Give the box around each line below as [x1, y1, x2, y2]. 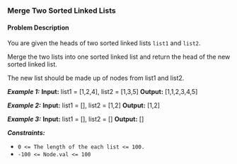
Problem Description [7, 23, 69, 32]
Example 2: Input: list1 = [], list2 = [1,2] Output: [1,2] [7, 101, 161, 110]
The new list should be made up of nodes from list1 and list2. [7, 74, 185, 83]
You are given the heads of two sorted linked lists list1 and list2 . [7, 39, 201, 47]
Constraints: [7, 129, 45, 137]
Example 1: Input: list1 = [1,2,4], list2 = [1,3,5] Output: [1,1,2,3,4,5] [7, 88, 198, 96]
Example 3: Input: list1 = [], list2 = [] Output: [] [7, 115, 144, 124]
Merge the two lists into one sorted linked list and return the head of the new [7, 52, 231, 61]
